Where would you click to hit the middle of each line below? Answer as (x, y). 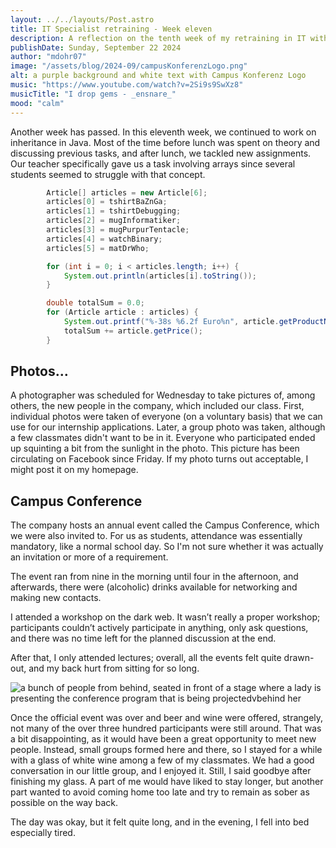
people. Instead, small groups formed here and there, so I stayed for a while (166, 750)
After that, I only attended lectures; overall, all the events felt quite (146, 658)
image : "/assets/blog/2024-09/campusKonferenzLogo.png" (129, 66)
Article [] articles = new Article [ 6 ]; (127, 192)
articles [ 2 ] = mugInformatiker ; (114, 221)
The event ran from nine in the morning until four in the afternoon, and (154, 577)
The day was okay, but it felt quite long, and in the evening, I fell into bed (160, 822)
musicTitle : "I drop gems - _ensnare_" (93, 94)
